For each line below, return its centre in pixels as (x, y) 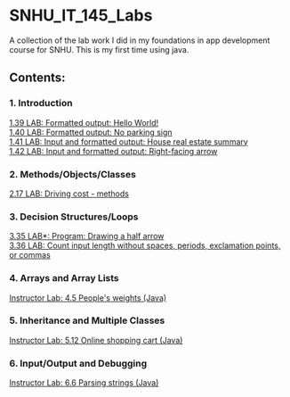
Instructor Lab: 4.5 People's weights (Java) (88, 298)
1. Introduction (41, 103)
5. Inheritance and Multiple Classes (87, 320)
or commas (30, 255)
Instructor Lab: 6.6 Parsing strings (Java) (84, 383)
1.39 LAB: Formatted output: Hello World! (84, 122)
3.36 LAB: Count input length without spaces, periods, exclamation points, (145, 245)
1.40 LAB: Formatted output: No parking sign (91, 132)
